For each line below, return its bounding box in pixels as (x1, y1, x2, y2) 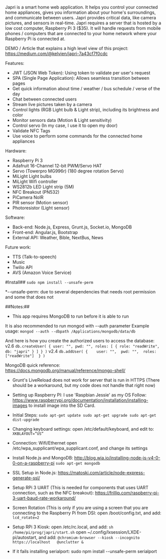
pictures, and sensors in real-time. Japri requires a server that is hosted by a (5, 20, 162, 26)
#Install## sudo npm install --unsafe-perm (5, 279, 94, 285)
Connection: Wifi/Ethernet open (12, 440, 77, 446)
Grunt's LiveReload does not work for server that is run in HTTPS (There (12, 377, 160, 383)
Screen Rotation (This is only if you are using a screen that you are (12, 505, 149, 510)
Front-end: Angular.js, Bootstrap (12, 229, 78, 235)
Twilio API (12, 265, 33, 270)
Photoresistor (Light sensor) (12, 205, 70, 211)
